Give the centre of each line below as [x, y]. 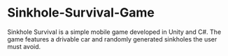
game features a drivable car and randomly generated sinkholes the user [112, 39]
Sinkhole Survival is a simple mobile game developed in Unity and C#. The [114, 32]
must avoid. [24, 46]
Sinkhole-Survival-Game [81, 13]
